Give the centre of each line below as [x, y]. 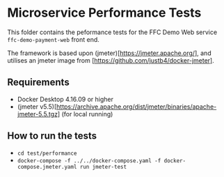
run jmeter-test [103, 167]
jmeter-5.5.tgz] [39, 114]
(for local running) [87, 114]
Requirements [38, 83]
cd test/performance [47, 153]
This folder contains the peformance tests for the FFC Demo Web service [112, 32]
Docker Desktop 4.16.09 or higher [65, 99]
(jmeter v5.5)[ [37, 107]
